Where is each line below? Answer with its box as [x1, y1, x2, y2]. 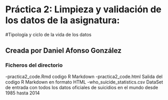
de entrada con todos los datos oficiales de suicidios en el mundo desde [5, 84, 158, 90]
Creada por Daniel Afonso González [5, 46, 122, 55]
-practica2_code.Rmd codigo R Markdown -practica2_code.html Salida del [5, 73, 163, 79]
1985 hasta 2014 [5, 90, 40, 96]
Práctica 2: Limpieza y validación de [5, 4, 162, 15]
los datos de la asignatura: [5, 14, 120, 26]
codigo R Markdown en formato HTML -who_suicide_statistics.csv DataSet [5, 78, 163, 85]
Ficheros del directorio [5, 62, 63, 69]
